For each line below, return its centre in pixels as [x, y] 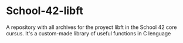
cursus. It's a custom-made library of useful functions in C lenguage [89, 33]
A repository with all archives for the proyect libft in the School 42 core [91, 27]
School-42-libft [45, 11]
